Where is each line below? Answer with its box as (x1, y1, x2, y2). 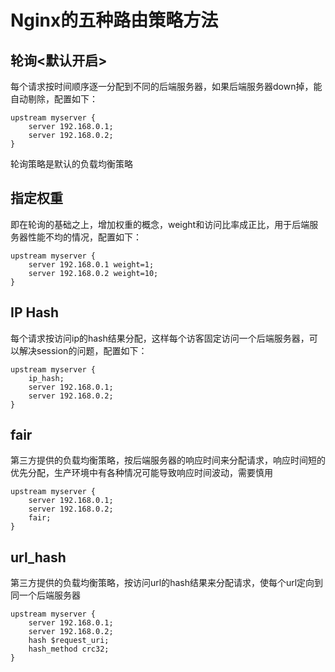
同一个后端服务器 (10, 589, 81, 601)
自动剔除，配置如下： (10, 93, 98, 105)
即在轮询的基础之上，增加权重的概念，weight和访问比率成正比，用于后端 (10, 218, 310, 230)
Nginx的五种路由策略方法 (10, 9, 219, 32)
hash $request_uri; (28, 636, 110, 646)
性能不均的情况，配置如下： (27, 231, 142, 243)
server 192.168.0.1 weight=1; (28, 259, 155, 270)
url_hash (10, 549, 67, 566)
